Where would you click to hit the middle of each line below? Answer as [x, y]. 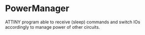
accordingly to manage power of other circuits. [53, 27]
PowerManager [37, 9]
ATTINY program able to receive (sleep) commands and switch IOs [73, 22]
